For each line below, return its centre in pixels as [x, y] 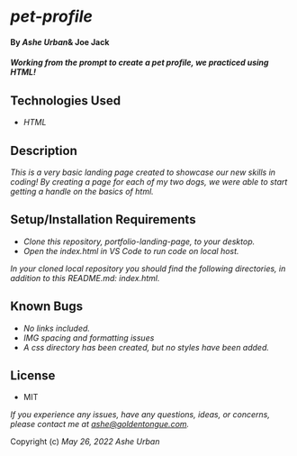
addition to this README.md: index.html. [85, 278]
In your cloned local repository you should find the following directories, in [148, 269]
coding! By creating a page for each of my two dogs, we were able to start [149, 182]
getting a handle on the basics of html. [82, 192]
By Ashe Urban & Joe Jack [60, 41]
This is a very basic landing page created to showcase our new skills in [143, 172]
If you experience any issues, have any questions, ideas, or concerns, [140, 415]
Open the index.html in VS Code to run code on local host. [131, 251]
